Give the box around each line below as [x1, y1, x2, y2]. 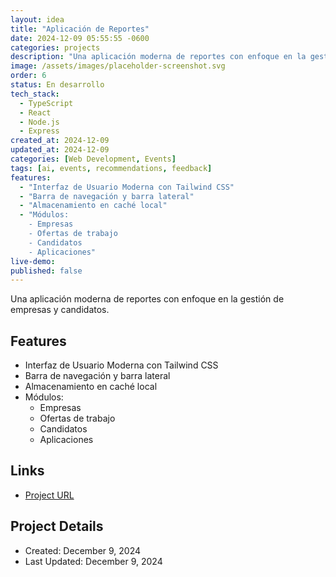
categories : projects [10, 42, 101, 53]
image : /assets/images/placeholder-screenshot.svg [10, 61, 226, 71]
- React [19, 107, 52, 118]
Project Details [10, 518, 104, 535]
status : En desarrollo [10, 80, 105, 90]
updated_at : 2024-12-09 [10, 145, 110, 155]
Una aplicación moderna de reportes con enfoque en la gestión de [10, 293, 285, 305]
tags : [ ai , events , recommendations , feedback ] [10, 163, 213, 173]
